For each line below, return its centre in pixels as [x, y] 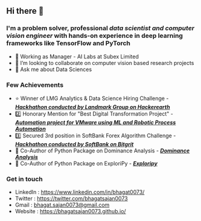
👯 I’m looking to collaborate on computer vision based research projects [104, 63]
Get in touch [25, 179]
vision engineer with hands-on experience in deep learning [94, 36]
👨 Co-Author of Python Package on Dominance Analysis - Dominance [102, 151]
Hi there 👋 [25, 11]
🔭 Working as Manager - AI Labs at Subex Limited [77, 56]
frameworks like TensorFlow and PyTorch [69, 43]
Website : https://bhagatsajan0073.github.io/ [70, 211]
